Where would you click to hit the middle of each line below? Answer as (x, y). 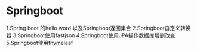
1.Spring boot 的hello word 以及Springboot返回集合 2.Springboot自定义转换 (98, 28)
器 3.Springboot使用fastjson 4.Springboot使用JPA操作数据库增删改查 (91, 35)
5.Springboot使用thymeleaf (40, 43)
